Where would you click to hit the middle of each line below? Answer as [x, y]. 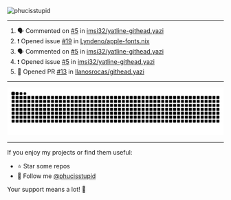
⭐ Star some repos [43, 166]
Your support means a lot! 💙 [46, 189]
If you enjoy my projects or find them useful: [70, 152]
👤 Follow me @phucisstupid [56, 176]
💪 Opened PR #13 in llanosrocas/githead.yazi [80, 71]
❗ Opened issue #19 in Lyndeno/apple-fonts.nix [83, 41]
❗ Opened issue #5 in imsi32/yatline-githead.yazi [86, 62]
